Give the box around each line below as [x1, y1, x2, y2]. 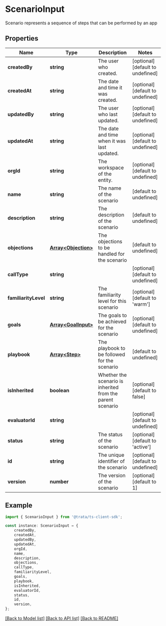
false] [132, 393, 146, 400]
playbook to [98, 345, 125, 351]
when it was [98, 138, 126, 144]
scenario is [98, 377, 124, 384]
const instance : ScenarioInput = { [5, 523, 79, 528]
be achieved [98, 318, 127, 325]
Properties [5, 34, 39, 43]
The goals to [98, 312, 127, 319]
